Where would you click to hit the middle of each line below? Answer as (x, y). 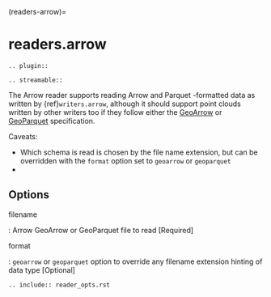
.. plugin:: (28, 66)
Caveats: (23, 136)
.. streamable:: (36, 80)
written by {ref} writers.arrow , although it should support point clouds (125, 104)
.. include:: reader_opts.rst (59, 285)
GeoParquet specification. (52, 121)
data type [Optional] (42, 269)
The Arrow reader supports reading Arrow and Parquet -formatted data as (132, 95)
